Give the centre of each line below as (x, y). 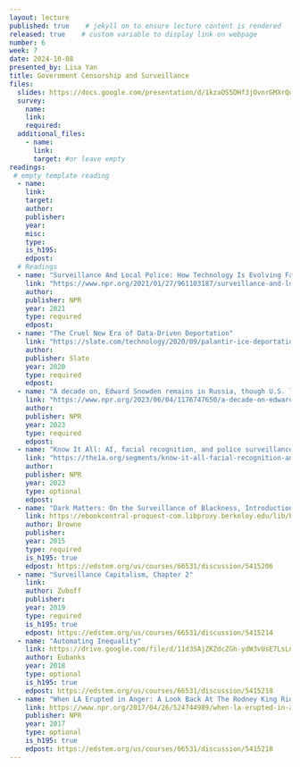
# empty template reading (61, 175)
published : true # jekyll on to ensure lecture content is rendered (145, 26)
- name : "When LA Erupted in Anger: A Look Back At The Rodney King (147, 699)
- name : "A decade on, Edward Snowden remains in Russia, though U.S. (151, 392)
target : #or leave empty (79, 159)
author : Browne (54, 525)
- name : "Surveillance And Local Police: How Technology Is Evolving (149, 275)
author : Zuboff (54, 591)
